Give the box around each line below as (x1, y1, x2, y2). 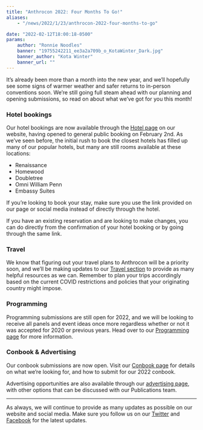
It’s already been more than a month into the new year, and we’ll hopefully (6, 76, 190, 83)
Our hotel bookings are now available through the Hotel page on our (6, 124, 176, 131)
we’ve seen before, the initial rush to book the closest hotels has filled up (6, 137, 188, 144)
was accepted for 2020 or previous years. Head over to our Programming (6, 326, 189, 334)
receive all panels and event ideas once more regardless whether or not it (6, 320, 190, 327)
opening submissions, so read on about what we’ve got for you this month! (6, 95, 192, 102)
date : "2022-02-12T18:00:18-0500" (6, 31, 94, 37)
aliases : (6, 15, 28, 21)
